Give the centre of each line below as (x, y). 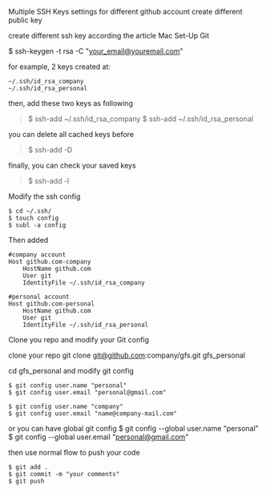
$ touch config (34, 218)
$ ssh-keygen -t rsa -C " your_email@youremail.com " (96, 51)
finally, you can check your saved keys (72, 165)
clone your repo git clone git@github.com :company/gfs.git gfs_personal (127, 355)
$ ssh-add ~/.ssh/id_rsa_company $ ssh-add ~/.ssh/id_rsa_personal (141, 119)
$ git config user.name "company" (66, 406)
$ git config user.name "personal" (68, 386)
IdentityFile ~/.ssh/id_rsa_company (84, 283)
